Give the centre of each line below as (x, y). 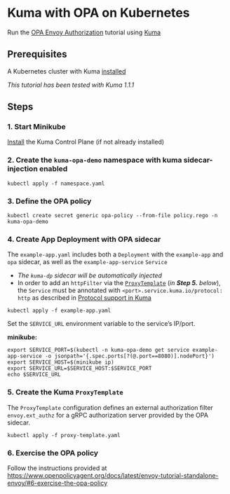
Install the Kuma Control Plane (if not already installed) (86, 142)
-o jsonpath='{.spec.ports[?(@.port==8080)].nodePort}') (130, 356)
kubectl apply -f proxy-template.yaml (64, 435)
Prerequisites (37, 54)
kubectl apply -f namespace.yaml (56, 184)
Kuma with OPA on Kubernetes (99, 13)
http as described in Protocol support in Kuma (84, 298)
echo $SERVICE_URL (34, 375)
